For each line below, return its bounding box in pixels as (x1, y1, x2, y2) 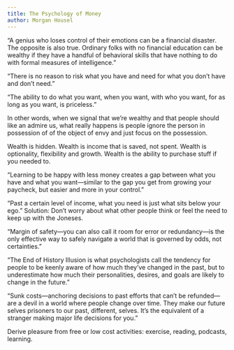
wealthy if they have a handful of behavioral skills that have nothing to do (7, 50, 218, 59)
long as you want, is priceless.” (7, 100, 97, 108)
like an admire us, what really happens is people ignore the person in (7, 121, 205, 129)
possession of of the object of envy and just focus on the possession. (7, 129, 208, 137)
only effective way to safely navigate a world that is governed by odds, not (7, 235, 222, 243)
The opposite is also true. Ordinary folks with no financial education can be (7, 43, 224, 52)
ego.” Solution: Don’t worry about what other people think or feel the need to (7, 206, 228, 214)
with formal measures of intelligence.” (7, 58, 117, 66)
